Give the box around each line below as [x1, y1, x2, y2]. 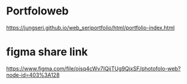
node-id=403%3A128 [6, 71, 60, 79]
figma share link [6, 45, 88, 59]
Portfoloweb [6, 4, 69, 18]
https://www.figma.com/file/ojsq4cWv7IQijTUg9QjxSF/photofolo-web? [6, 65, 181, 72]
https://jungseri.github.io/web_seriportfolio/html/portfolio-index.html [6, 24, 175, 31]
